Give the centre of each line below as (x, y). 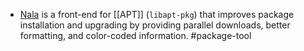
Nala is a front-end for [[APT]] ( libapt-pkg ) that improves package (157, 14)
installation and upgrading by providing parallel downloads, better (155, 25)
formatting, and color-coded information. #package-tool (135, 35)
